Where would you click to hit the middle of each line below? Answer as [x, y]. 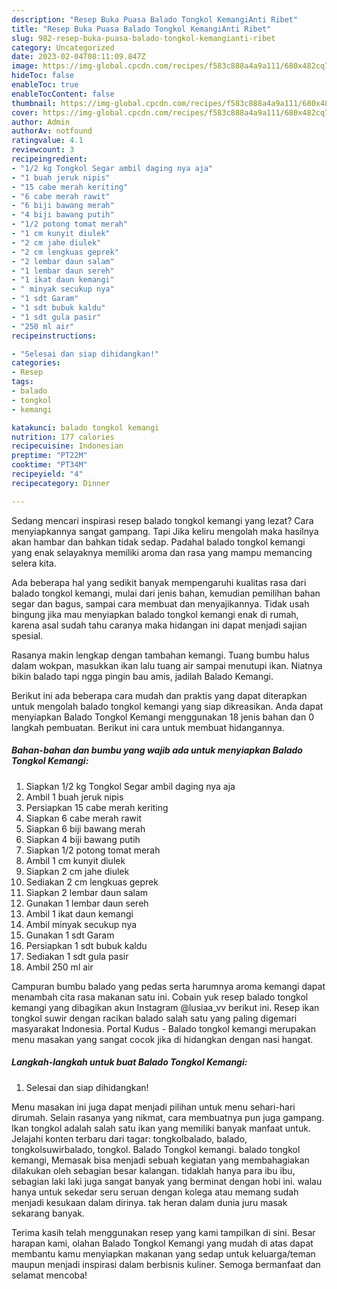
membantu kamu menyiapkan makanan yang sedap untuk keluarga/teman [163, 1253]
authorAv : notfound [52, 131]
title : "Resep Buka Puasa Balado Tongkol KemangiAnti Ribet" [141, 29]
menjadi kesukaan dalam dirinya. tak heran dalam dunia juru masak [149, 1202]
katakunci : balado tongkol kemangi [85, 427]
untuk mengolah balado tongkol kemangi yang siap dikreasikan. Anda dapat [167, 706]
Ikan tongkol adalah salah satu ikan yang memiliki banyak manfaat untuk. [161, 1128]
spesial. [27, 635]
